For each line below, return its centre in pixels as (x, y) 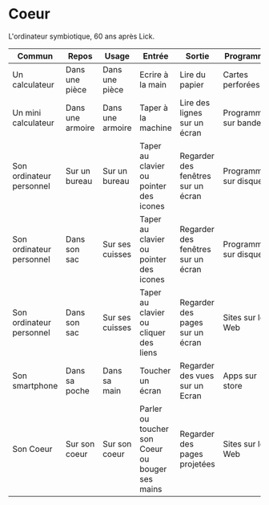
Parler (151, 409)
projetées (198, 464)
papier (192, 84)
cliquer (153, 332)
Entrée (156, 55)
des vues (197, 376)
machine (156, 128)
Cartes (235, 75)
